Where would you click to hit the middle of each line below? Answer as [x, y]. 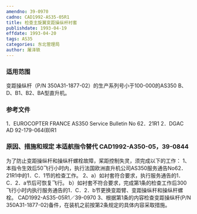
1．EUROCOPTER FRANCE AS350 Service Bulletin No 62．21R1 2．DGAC [95, 124]
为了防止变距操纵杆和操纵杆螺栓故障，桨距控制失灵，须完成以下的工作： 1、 [98, 160]
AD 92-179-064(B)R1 [31, 130]
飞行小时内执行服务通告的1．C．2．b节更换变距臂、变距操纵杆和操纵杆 [92, 190]
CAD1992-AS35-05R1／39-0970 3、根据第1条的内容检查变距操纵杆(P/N [104, 197]
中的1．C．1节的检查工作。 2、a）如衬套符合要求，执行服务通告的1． [100, 175]
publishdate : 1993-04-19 [36, 28]
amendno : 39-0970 [27, 11]
